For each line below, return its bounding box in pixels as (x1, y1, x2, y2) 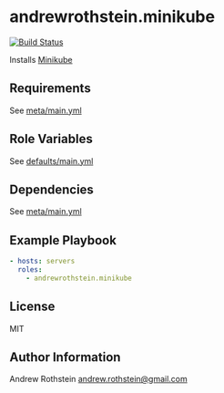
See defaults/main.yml (9, 155, 94, 166)
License (9, 299, 56, 315)
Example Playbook (9, 233, 117, 248)
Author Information (9, 349, 121, 366)
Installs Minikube (9, 54, 73, 65)
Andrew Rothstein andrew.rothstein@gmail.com (9, 374, 188, 385)
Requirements (9, 80, 91, 97)
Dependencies (9, 181, 94, 197)
